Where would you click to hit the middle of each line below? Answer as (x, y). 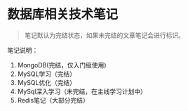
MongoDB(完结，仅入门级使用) (62, 65)
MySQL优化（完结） (46, 82)
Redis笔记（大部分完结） (53, 100)
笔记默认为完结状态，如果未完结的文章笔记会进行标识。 (104, 35)
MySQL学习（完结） (46, 74)
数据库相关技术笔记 (63, 14)
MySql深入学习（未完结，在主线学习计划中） (82, 91)
